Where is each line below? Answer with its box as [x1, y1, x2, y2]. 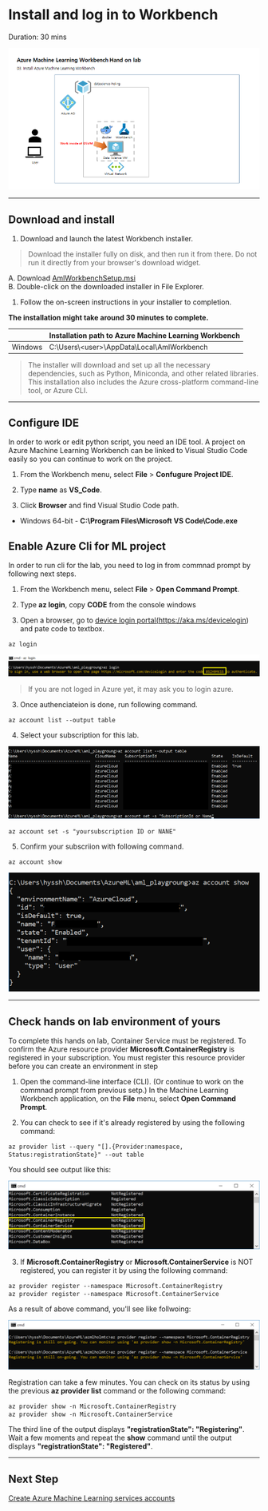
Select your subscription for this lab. [19, 730, 140, 740]
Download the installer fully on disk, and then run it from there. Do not [27, 249, 258, 259]
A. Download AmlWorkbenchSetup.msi [8, 273, 136, 283]
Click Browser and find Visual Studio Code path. [19, 501, 179, 511]
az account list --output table [8, 717, 116, 725]
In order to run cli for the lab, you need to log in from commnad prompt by [8, 561, 251, 571]
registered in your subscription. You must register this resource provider [8, 1053, 246, 1063]
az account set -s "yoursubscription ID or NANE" [8, 828, 177, 836]
